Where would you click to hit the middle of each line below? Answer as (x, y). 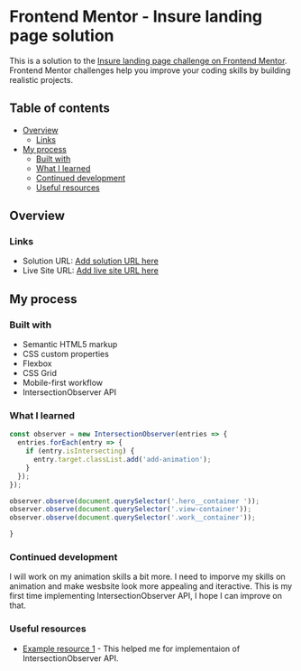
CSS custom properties (66, 354)
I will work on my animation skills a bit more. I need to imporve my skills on (147, 577)
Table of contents (59, 109)
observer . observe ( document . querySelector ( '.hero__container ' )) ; (134, 501)
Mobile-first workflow (63, 383)
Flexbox (37, 363)
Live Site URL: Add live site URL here (91, 271)
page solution (62, 36)
